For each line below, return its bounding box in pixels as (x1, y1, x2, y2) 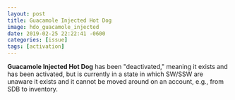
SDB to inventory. (7, 85, 59, 93)
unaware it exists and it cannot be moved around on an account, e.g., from (7, 77, 224, 85)
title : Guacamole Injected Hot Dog (7, 17, 112, 24)
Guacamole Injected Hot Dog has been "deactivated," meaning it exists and (7, 63, 228, 70)
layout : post (7, 10, 46, 18)
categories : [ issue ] (7, 37, 68, 44)
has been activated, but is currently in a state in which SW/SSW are (7, 70, 203, 78)
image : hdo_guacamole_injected (7, 23, 100, 30)
